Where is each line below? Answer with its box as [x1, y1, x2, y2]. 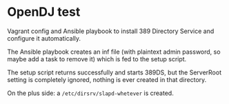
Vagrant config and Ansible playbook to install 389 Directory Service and [7, 27, 215, 35]
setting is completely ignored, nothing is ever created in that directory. [7, 75, 207, 83]
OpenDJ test [7, 4, 81, 20]
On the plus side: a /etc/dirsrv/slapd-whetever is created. [7, 89, 174, 97]
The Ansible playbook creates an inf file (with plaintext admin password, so [7, 48, 221, 56]
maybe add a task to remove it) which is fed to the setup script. [7, 54, 187, 63]
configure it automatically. [7, 34, 81, 42]
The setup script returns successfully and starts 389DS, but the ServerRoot [7, 68, 222, 76]
